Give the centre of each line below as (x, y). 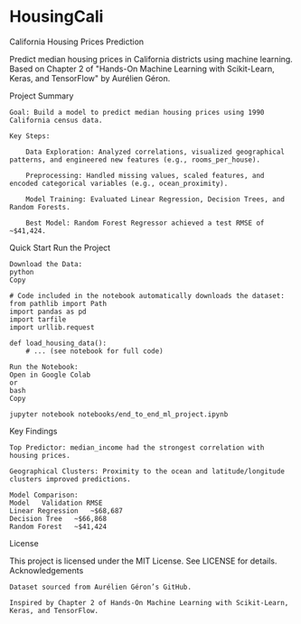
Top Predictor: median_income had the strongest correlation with (137, 447)
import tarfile (38, 319)
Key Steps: (30, 136)
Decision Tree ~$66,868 (58, 518)
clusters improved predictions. (70, 479)
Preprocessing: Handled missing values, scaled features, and (145, 175)
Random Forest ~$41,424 (58, 526)
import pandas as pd (48, 312)
